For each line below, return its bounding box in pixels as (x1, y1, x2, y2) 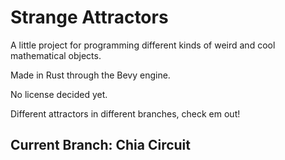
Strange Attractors (10, 6, 169, 29)
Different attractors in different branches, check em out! (10, 107, 241, 120)
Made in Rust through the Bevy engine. (10, 69, 171, 81)
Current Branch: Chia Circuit (10, 137, 191, 154)
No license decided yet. (10, 88, 108, 100)
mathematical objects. (10, 49, 102, 61)
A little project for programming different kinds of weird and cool (10, 39, 276, 51)
